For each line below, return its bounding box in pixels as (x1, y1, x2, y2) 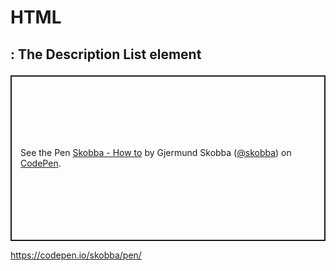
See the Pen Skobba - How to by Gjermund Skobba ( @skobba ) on (20, 147, 292, 159)
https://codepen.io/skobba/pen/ (10, 249, 142, 261)
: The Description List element (10, 46, 202, 63)
